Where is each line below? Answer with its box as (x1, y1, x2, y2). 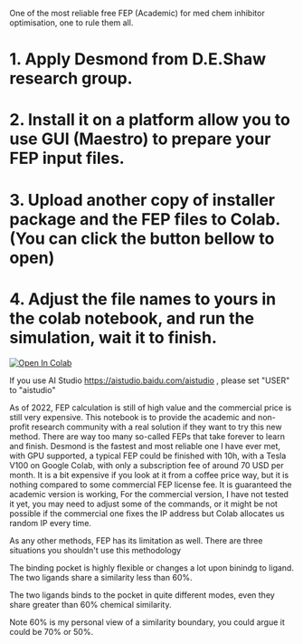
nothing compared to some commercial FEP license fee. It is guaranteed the (9, 479, 292, 490)
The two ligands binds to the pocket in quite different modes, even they (9, 589, 276, 601)
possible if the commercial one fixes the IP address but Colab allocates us (9, 507, 285, 519)
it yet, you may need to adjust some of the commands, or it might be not (9, 498, 279, 509)
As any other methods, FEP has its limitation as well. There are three (9, 534, 263, 546)
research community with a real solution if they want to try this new (31, 421, 282, 432)
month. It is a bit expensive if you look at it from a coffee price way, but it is (9, 469, 289, 480)
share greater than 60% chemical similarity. (9, 599, 172, 610)
